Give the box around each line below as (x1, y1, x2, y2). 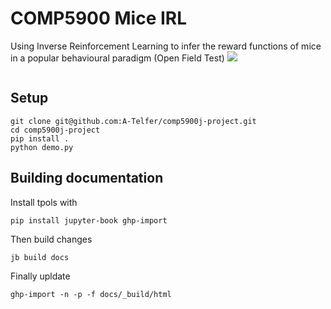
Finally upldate (10, 270, 71, 282)
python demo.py (10, 142, 74, 152)
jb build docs (10, 252, 70, 262)
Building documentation (10, 170, 164, 187)
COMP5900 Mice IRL (10, 7, 188, 30)
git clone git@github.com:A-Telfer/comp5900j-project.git (10, 116, 257, 126)
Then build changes (10, 233, 93, 245)
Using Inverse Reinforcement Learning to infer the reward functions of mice (10, 40, 322, 52)
